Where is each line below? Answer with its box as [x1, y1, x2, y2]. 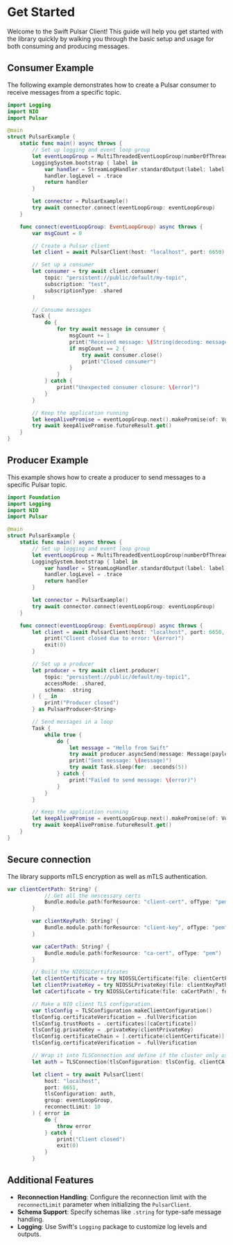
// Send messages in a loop [32, 718, 113, 726]
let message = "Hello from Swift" [69, 744, 169, 752]
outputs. [17, 1230, 42, 1238]
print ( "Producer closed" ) [44, 699, 119, 706]
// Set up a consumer [32, 262, 95, 269]
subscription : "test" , [44, 280, 110, 287]
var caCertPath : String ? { [32, 943, 110, 950]
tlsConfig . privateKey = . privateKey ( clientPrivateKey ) [32, 1026, 194, 1033]
